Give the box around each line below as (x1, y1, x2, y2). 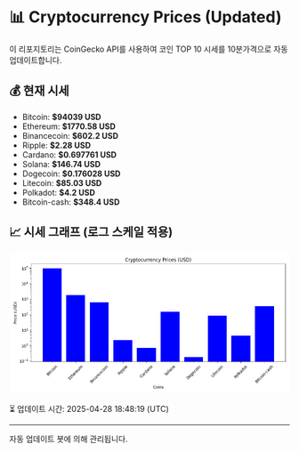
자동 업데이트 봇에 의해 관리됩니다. (9, 433, 128, 444)
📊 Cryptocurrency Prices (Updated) (9, 7, 282, 28)
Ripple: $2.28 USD (21, 140, 92, 150)
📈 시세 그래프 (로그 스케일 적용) (9, 224, 174, 240)
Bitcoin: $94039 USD (21, 111, 101, 122)
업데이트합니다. (9, 54, 62, 65)
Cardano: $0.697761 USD (21, 149, 117, 160)
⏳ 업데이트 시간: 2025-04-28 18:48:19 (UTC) (9, 403, 169, 414)
